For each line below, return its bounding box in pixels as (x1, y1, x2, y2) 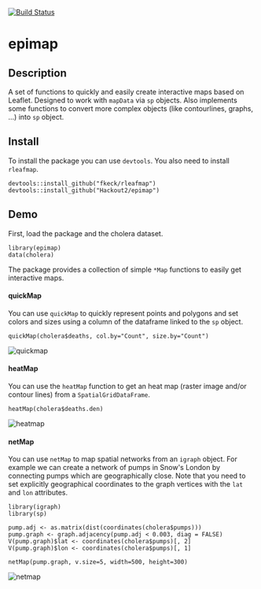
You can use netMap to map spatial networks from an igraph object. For (8, 454, 237, 464)
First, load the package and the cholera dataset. (8, 228, 164, 238)
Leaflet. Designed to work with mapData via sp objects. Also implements (8, 95, 237, 105)
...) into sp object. (8, 113, 64, 121)
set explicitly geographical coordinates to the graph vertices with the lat (8, 480, 244, 489)
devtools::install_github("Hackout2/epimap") (8, 186, 160, 194)
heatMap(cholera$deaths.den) (8, 406, 104, 413)
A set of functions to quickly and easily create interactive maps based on (8, 87, 244, 96)
